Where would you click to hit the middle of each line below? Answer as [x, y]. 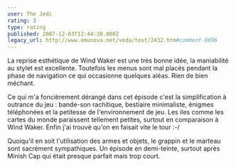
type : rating [27, 27]
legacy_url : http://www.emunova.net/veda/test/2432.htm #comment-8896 [113, 41]
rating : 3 [22, 21]
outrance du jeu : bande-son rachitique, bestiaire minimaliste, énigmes [111, 104]
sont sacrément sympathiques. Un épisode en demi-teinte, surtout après [114, 149]
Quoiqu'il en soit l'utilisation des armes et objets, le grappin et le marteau [114, 141]
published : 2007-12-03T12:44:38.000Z [63, 34]
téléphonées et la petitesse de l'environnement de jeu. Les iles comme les [116, 112]
